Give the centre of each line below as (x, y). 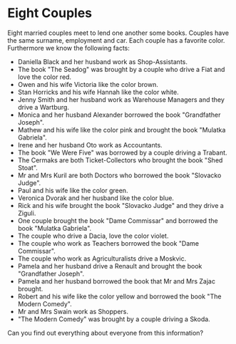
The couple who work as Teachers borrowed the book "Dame (108, 243)
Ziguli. (27, 213)
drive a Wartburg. (43, 107)
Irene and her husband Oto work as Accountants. (90, 145)
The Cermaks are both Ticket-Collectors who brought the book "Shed (120, 160)
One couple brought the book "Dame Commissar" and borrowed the (118, 220)
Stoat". (27, 167)
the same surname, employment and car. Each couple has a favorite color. (116, 40)
